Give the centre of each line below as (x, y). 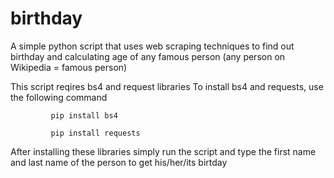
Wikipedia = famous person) (69, 67)
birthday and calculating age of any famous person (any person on (148, 56)
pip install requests (95, 133)
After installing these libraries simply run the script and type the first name (163, 151)
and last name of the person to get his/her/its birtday (119, 162)
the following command (59, 97)
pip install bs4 (84, 115)
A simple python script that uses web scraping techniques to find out (152, 46)
